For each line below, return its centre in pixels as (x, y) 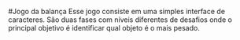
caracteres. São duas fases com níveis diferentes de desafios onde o (120, 20)
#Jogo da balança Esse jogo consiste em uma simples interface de (117, 11)
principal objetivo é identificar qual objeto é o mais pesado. (104, 28)
